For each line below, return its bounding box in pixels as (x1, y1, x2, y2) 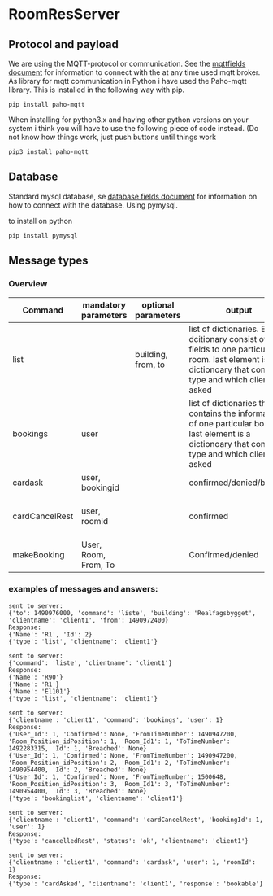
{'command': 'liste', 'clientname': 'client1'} (8, 658, 173, 667)
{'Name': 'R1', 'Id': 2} (8, 630, 93, 639)
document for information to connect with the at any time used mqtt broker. (8, 68, 261, 77)
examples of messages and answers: (8, 583, 158, 595)
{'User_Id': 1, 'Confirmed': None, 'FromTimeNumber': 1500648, (8, 772, 227, 781)
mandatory (82, 299, 126, 310)
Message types (8, 254, 89, 268)
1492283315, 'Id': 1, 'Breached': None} (8, 744, 148, 753)
